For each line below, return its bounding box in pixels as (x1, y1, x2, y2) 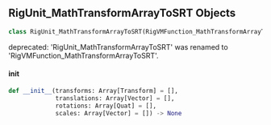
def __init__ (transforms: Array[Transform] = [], (8, 87, 179, 95)
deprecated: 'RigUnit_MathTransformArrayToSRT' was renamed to (8, 42, 228, 51)
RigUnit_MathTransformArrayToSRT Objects (8, 6, 236, 20)
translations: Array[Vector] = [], (55, 94, 175, 103)
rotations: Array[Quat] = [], (55, 102, 157, 110)
